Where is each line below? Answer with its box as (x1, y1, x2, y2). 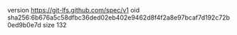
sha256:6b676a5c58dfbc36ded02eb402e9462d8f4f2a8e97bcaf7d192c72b (7, 13, 230, 22)
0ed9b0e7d (7, 21, 41, 29)
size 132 (42, 21, 67, 29)
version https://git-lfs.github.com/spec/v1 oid (7, 6, 140, 14)
